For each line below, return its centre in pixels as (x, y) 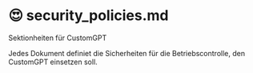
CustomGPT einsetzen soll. (53, 62)
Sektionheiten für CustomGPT (58, 38)
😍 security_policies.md (88, 16)
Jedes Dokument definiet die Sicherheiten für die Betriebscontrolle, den (127, 53)
